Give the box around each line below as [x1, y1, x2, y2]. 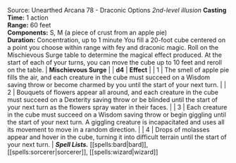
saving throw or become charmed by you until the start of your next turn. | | [7, 81, 227, 89]
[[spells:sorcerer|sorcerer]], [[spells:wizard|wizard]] [7, 148, 159, 156]
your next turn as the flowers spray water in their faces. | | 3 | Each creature [7, 103, 228, 111]
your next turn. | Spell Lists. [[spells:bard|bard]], [7, 141, 149, 148]
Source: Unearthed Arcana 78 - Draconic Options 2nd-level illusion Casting [7, 6, 227, 14]
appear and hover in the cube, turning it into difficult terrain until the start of [7, 133, 227, 141]
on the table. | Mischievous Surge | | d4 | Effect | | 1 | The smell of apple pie [7, 66, 230, 74]
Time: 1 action [7, 13, 49, 22]
